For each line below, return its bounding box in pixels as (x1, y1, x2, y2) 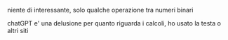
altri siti (7, 27, 29, 34)
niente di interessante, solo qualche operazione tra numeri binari (7, 6, 194, 14)
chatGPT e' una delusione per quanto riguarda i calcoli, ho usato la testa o (7, 19, 221, 27)
